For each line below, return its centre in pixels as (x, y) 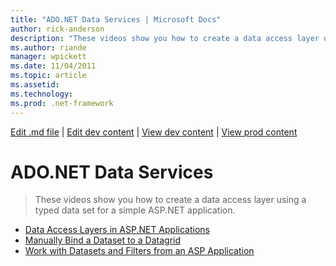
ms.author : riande (48, 47)
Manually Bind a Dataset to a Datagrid (103, 240)
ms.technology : (42, 94)
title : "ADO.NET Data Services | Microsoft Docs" (116, 19)
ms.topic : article (48, 76)
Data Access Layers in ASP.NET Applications (117, 230)
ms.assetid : (35, 85)
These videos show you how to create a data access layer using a (170, 200)
